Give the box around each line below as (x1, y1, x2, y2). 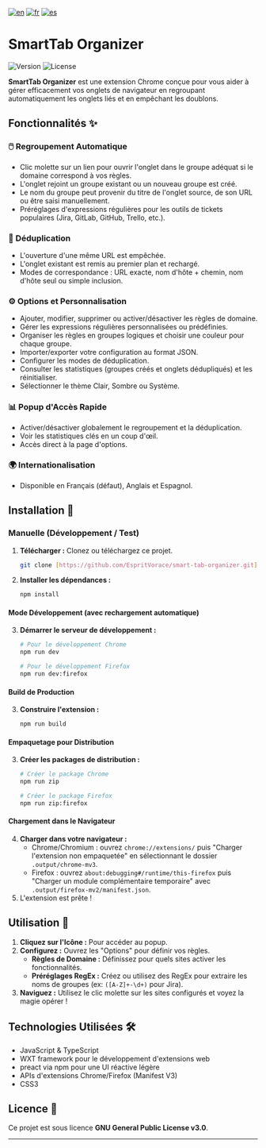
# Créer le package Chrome (19, 770, 109, 778)
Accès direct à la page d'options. (19, 439, 128, 449)
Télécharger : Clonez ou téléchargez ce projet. (19, 545, 173, 555)
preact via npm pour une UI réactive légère (19, 1062, 160, 1072)
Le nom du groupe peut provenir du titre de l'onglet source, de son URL (19, 187, 253, 197)
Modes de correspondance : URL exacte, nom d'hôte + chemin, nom (19, 267, 244, 277)
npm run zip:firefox (19, 799, 88, 807)
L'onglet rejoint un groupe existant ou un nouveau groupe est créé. (19, 179, 237, 188)
